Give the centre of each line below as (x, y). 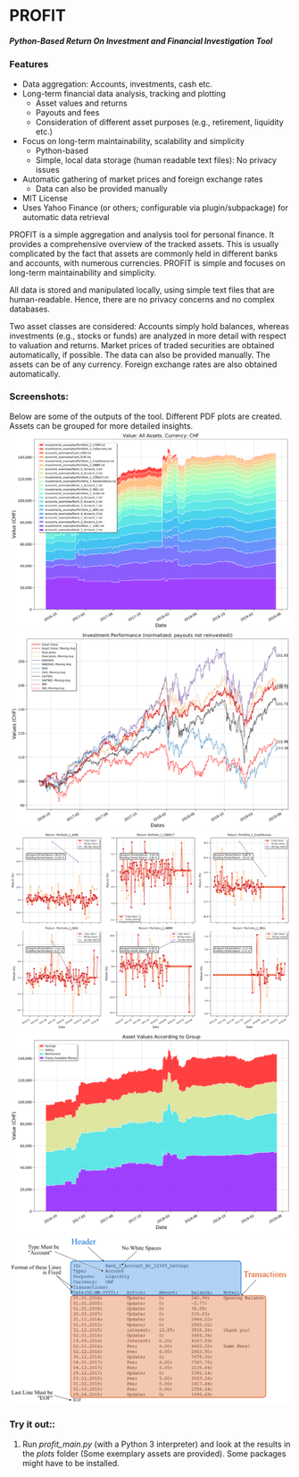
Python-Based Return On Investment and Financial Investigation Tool (141, 40)
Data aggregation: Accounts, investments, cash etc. (117, 84)
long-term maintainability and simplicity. (83, 272)
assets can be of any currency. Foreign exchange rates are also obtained (143, 364)
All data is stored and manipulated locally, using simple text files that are (142, 290)
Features (29, 64)
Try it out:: (33, 1424)
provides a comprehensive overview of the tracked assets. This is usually (144, 243)
